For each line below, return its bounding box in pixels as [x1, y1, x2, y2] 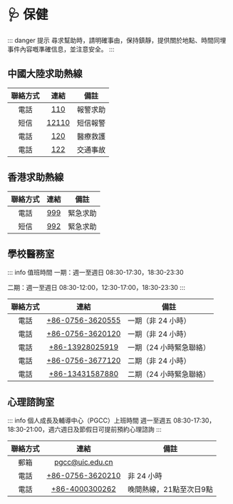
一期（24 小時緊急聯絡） [128, 343, 211, 353]
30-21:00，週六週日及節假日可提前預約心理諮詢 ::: [15, 425, 162, 434]
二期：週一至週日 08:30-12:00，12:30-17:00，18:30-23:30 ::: [7, 283, 185, 292]
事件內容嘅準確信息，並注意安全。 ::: [7, 44, 115, 54]
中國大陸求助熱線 [7, 68, 83, 80]
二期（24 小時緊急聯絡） [128, 369, 211, 379]
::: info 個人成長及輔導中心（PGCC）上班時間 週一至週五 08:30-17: [7, 416, 202, 425]
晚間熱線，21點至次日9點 [128, 485, 214, 495]
